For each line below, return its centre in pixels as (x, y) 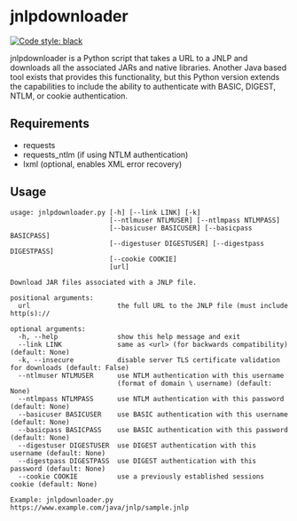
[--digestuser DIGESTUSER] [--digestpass (187, 243)
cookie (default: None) (54, 484)
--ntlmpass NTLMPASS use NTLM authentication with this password (151, 399)
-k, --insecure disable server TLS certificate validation (149, 360)
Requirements (50, 124)
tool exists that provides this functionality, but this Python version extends (145, 76)
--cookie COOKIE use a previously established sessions (141, 477)
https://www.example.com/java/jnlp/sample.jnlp (100, 508)
